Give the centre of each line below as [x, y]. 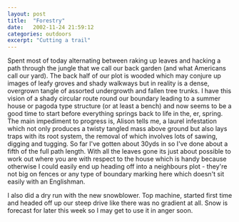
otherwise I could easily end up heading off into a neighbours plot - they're [117, 166]
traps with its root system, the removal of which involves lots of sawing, [112, 137]
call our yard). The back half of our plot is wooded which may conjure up [114, 76]
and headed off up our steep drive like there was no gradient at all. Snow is [118, 203]
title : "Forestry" [36, 21]
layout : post [27, 14]
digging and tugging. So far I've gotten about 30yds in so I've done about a [118, 144]
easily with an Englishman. [46, 181]
